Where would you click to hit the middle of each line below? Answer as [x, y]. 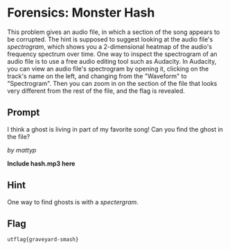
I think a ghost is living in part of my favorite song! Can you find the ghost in [115, 129]
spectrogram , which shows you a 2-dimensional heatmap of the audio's [110, 46]
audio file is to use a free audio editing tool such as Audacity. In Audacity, [112, 61]
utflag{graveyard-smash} [43, 240]
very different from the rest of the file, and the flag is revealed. [96, 91]
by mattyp [22, 150]
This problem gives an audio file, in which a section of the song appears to [114, 32]
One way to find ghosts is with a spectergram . [73, 202]
